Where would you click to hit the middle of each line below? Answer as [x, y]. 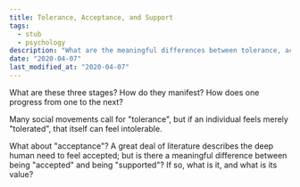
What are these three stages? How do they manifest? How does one [134, 92]
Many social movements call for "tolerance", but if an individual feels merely [149, 119]
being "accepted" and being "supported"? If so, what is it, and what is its [143, 165]
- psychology [42, 42]
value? [21, 174]
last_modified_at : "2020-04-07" [69, 68]
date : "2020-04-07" [46, 59]
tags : [19, 26]
